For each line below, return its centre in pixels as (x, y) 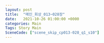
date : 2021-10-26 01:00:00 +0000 (42, 19)
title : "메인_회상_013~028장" (35, 14)
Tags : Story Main (23, 28)
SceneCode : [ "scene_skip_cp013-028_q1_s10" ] (52, 33)
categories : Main (23, 23)
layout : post (19, 10)
